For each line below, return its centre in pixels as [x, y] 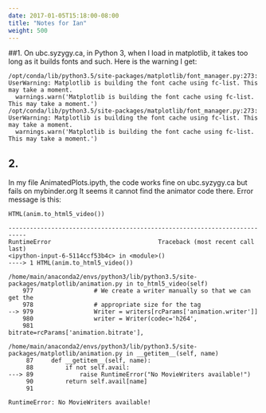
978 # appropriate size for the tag [112, 305]
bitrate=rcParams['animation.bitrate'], [76, 333]
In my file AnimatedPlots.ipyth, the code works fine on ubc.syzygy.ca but [128, 183]
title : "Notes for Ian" [48, 23]
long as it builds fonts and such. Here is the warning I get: [103, 61]
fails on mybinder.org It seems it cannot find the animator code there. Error [131, 191]
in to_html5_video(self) [167, 284]
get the [21, 298]
